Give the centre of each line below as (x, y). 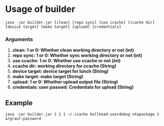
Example (19, 103)
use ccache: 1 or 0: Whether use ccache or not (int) (67, 61)
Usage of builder (40, 9)
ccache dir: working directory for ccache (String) (64, 66)
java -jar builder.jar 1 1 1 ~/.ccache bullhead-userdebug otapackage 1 (82, 115)
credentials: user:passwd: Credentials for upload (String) (73, 87)
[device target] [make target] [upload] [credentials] (63, 27)
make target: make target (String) (48, 77)
